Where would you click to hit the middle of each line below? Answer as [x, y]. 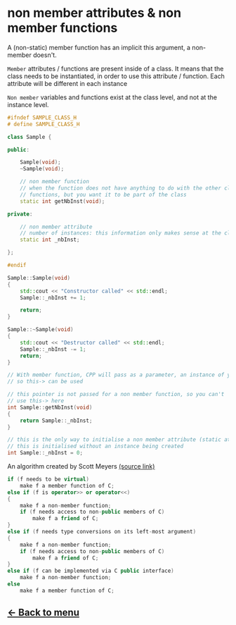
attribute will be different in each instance [67, 83]
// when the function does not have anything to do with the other [120, 188]
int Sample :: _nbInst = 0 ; [45, 453]
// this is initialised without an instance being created [96, 446]
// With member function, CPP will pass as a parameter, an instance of [116, 375]
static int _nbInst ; [50, 240]
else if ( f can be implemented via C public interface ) [91, 571]
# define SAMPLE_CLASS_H [44, 124]
